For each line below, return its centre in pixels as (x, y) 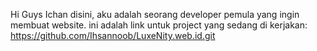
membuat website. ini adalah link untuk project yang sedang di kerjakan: (159, 25)
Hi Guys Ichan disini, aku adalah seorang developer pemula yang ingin (155, 14)
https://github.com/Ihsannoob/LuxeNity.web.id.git (113, 35)
